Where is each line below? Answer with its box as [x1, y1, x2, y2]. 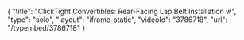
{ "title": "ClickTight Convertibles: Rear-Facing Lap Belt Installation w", [7, 7, 237, 16]
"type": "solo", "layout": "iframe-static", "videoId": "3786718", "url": [7, 15, 228, 24]
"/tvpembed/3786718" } [7, 24, 86, 32]
